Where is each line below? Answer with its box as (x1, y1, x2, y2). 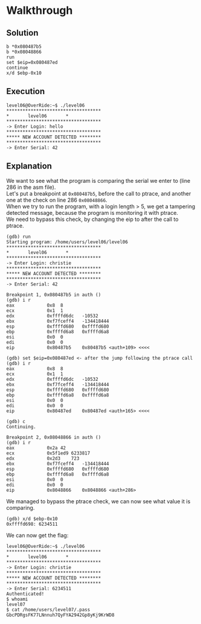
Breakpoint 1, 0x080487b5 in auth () (6, 291, 101, 298)
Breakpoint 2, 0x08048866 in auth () (6, 434, 101, 441)
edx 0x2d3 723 (6, 455, 80, 462)
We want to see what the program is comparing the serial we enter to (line (6, 177, 191, 184)
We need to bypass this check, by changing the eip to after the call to (6, 215, 179, 223)
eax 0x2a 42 (6, 445, 66, 451)
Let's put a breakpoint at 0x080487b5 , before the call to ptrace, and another (6, 189, 191, 197)
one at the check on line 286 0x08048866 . (6, 196, 107, 203)
